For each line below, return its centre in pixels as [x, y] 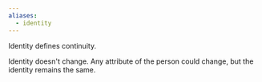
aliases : [23, 16]
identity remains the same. [52, 69]
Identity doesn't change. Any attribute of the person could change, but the [131, 61]
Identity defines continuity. [52, 45]
